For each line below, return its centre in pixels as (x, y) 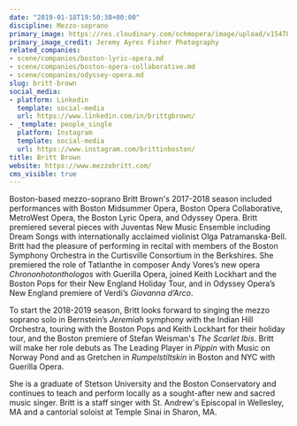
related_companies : (45, 50)
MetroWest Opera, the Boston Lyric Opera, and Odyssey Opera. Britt (133, 218)
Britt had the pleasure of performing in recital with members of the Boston (144, 246)
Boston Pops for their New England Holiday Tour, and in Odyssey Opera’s (142, 283)
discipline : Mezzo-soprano (59, 26)
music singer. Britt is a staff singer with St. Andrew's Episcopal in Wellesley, (147, 403)
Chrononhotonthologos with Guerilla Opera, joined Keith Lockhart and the (143, 275)
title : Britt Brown (45, 157)
